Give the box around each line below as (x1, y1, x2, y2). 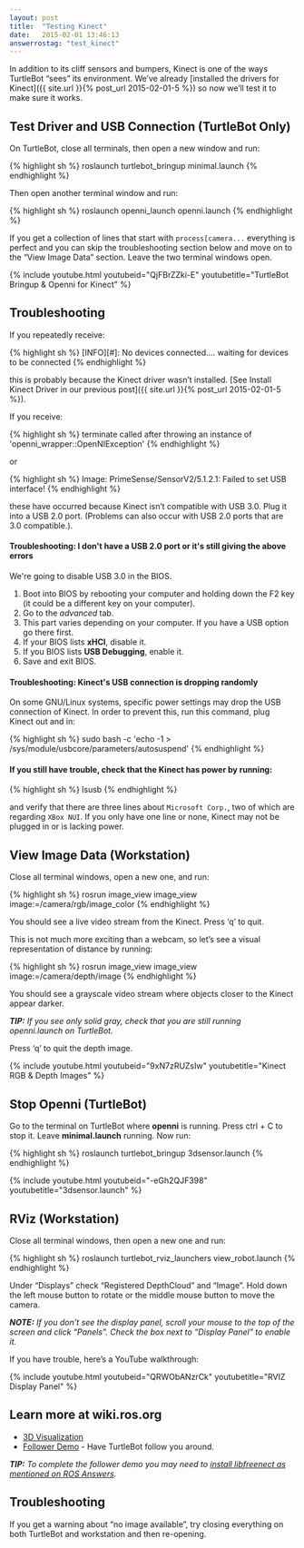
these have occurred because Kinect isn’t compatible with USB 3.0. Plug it (9, 500, 288, 511)
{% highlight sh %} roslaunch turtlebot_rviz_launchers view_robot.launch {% (9, 1252, 296, 1263)
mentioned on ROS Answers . (9, 1468, 117, 1479)
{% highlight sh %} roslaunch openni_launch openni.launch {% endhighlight (9, 205, 293, 216)
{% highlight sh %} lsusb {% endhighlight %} (9, 784, 178, 795)
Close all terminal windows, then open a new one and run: (9, 1235, 227, 1246)
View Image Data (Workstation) (9, 847, 191, 863)
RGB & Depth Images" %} (9, 1070, 105, 1081)
